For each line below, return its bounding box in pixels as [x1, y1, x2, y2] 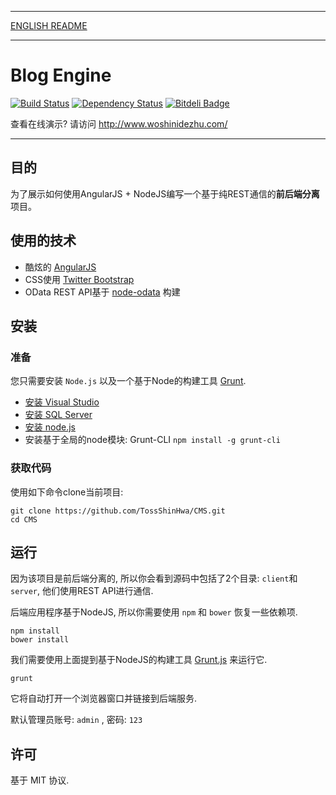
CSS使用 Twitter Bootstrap [24, 273, 135, 285]
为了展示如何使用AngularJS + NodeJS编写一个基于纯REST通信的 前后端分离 [10, 187, 320, 200]
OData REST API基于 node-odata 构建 [24, 286, 181, 298]
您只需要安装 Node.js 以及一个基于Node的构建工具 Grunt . [10, 375, 247, 387]
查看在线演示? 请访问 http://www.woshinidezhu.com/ [10, 117, 228, 130]
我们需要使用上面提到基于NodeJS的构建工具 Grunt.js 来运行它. [10, 654, 268, 666]
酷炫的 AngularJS [24, 261, 97, 273]
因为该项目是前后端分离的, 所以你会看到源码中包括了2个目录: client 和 [10, 572, 298, 585]
